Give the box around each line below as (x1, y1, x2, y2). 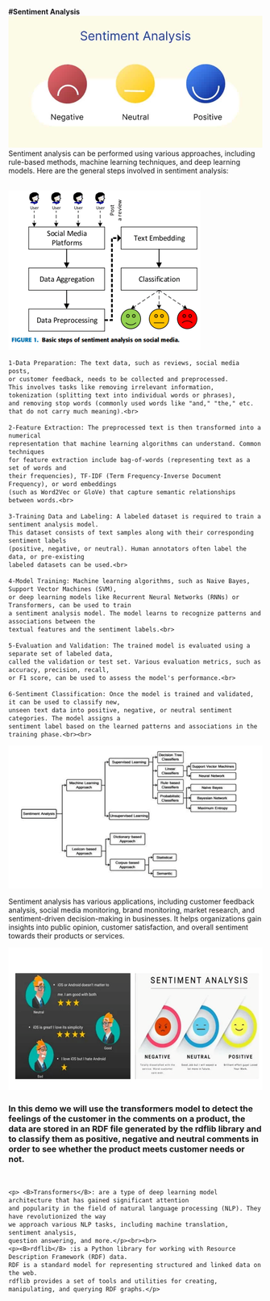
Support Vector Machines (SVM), (8, 585, 117, 594)
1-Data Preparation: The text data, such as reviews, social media (8, 359, 240, 367)
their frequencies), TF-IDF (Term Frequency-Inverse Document (8, 472, 222, 481)
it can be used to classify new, (8, 699, 121, 707)
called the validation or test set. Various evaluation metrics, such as (8, 658, 262, 666)
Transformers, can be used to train (8, 602, 131, 610)
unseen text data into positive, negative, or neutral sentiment (8, 707, 232, 715)
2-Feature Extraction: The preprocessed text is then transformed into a (8, 424, 262, 432)
